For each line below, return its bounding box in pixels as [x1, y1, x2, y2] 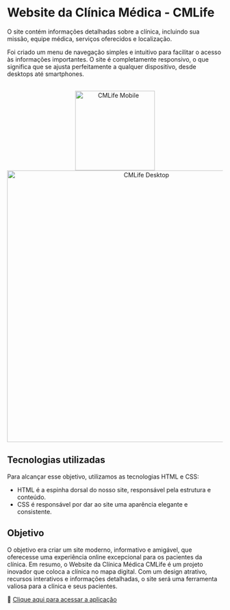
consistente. [16, 507, 53, 516]
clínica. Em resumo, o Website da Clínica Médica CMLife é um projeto [7, 560, 203, 568]
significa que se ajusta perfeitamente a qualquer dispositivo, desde [7, 62, 196, 71]
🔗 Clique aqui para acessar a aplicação [7, 595, 118, 603]
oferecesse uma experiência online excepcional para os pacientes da [7, 552, 203, 561]
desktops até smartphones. [7, 70, 84, 78]
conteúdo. [16, 493, 47, 501]
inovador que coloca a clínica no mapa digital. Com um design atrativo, [7, 567, 207, 576]
